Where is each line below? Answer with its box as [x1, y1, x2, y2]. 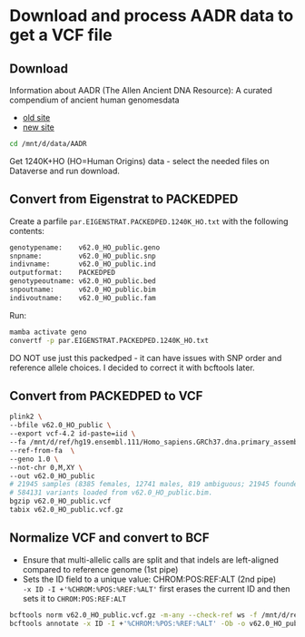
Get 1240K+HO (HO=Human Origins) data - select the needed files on [9, 155, 270, 166]
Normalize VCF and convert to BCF [9, 530, 210, 545]
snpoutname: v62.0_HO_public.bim [9, 285, 156, 295]
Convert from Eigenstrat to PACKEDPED [9, 191, 239, 207]
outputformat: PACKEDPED [9, 269, 116, 278]
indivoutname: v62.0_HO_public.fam [9, 293, 156, 302]
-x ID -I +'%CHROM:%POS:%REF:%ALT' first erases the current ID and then [22, 583, 290, 594]
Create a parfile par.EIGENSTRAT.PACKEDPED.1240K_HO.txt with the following [9, 215, 289, 227]
